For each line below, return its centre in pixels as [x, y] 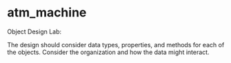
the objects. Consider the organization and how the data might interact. [108, 52]
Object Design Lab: [34, 32]
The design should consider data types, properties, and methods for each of [116, 45]
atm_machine [47, 13]
